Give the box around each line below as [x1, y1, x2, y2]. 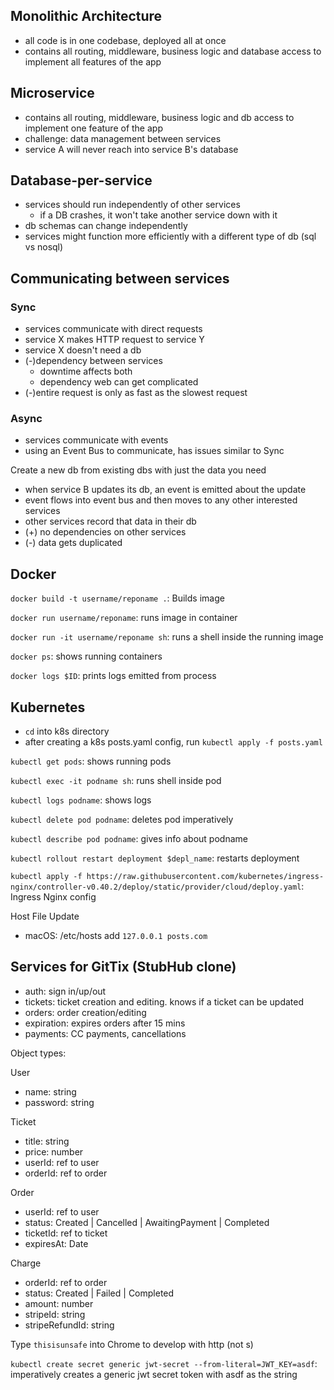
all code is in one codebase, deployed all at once [24, 34, 227, 46]
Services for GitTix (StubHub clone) [10, 959, 237, 976]
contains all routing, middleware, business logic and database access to [24, 45, 322, 57]
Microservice [10, 85, 95, 102]
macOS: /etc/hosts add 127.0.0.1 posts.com [24, 930, 208, 942]
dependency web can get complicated [39, 376, 199, 388]
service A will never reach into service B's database [24, 143, 239, 155]
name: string [24, 1085, 77, 1098]
